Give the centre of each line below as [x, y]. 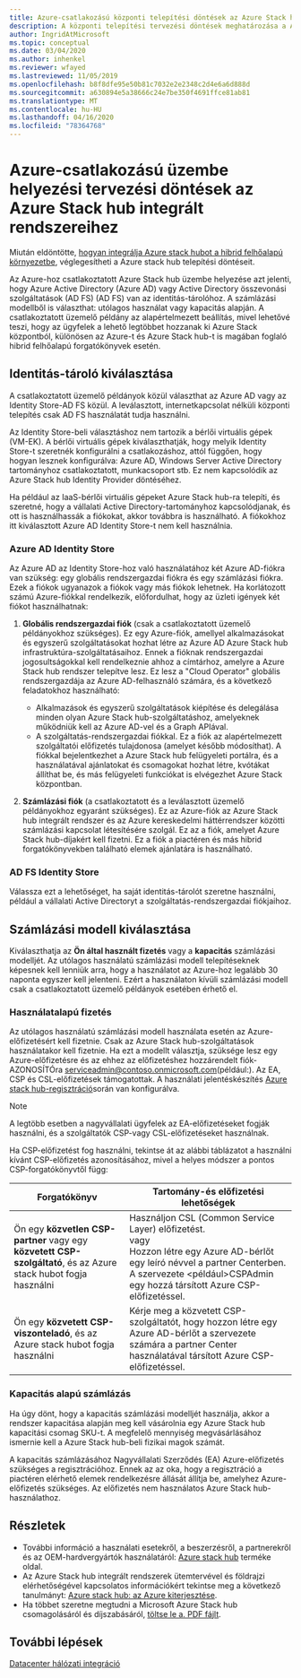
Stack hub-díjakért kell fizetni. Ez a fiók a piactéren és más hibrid [142, 840]
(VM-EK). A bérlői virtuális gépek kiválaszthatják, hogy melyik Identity [138, 441]
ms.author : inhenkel [48, 59]
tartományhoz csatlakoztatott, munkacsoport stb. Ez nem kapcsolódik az [144, 470]
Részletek [38, 1526]
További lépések [56, 1642]
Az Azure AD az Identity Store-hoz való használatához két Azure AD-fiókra [147, 568]
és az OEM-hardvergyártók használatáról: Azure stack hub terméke [146, 1557]
